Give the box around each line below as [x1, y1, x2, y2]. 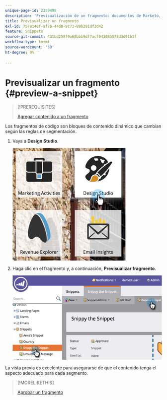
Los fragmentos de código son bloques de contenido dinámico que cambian [5, 123, 162, 129]
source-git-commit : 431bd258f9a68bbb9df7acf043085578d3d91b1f [5, 34, 137, 39]
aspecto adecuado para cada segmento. [5, 370, 88, 376]
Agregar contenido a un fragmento [17, 114, 88, 120]
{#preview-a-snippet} [5, 87, 98, 99]
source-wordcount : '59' [5, 45, 55, 50]
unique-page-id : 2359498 [5, 8, 57, 13]
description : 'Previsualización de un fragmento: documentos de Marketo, [5, 13, 162, 18]
